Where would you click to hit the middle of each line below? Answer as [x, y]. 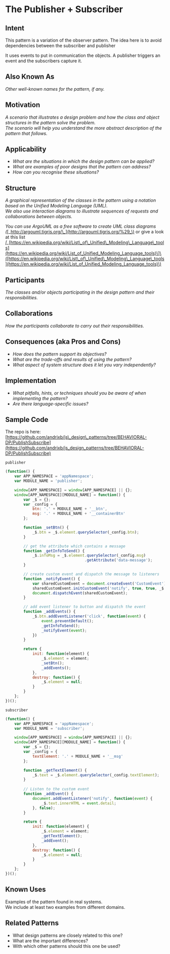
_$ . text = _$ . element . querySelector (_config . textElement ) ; [96, 775]
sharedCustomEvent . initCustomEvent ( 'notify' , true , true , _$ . [99, 588]
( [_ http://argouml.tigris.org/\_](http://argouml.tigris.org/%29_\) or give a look [84, 232]
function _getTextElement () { [55, 770]
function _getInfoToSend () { [54, 551]
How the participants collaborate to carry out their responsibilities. [75, 326]
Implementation [31, 381]
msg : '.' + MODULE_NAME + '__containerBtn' [79, 514]
